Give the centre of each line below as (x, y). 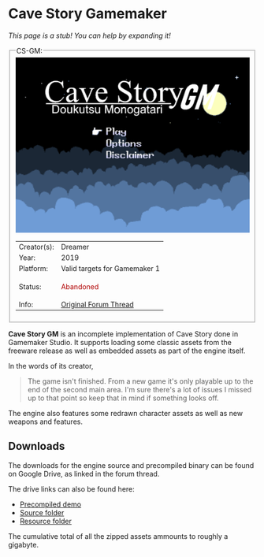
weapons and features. (45, 421)
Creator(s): (37, 247)
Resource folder (46, 521)
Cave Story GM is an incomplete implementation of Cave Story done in (123, 334)
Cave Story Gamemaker (87, 14)
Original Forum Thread (97, 304)
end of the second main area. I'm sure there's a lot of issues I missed (139, 390)
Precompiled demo (50, 504)
